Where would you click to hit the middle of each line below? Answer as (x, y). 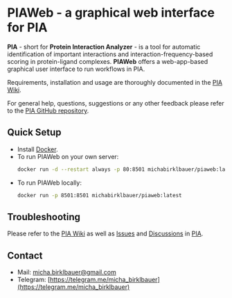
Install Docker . (37, 149)
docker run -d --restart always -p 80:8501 (81, 169)
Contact (25, 255)
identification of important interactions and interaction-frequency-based (110, 54)
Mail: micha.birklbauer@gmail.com (66, 272)
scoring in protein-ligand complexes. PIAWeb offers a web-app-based (108, 61)
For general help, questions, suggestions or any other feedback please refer (116, 103)
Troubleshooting (44, 217)
